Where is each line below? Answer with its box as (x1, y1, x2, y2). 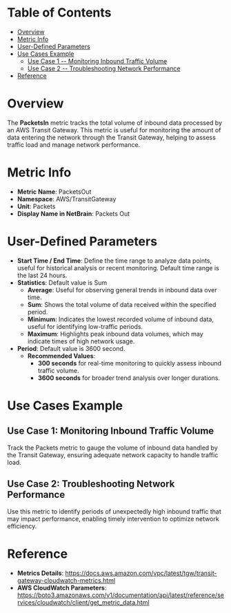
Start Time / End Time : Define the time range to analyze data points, (17, 257, 212, 265)
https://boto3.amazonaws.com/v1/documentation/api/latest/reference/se (17, 591, 224, 599)
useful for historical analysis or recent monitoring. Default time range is (17, 263, 219, 272)
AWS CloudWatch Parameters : (17, 583, 107, 592)
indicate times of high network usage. (27, 336, 135, 345)
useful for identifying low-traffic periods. (27, 322, 143, 330)
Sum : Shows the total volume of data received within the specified (27, 300, 217, 308)
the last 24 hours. (17, 271, 68, 279)
